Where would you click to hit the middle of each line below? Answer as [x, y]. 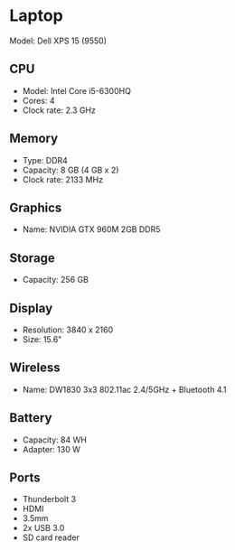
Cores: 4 [39, 100]
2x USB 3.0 [43, 528]
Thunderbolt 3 [49, 499]
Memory [34, 139]
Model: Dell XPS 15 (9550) [58, 41]
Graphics [36, 207]
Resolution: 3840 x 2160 [68, 330]
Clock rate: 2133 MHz [63, 179]
